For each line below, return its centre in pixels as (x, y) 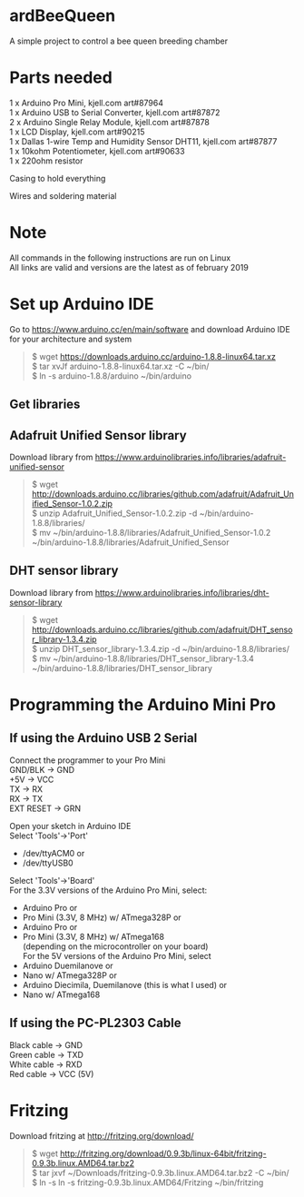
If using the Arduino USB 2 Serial (103, 738)
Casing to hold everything (58, 178)
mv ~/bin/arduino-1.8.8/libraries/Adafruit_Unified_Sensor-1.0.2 (155, 532)
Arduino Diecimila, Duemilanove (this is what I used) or (125, 984)
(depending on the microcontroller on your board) (115, 946)
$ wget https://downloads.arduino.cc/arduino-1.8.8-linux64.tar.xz (154, 356)
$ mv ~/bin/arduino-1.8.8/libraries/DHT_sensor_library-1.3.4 (142, 658)
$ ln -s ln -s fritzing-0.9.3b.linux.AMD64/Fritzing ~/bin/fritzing (147, 1182)
